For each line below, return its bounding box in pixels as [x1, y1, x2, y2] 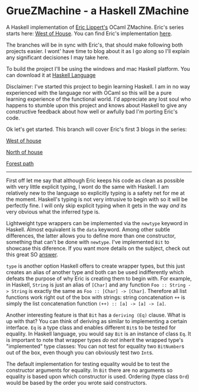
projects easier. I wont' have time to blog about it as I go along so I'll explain [6, 47, 190, 54]
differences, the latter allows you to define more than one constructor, [6, 232, 176, 239]
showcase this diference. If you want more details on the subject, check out [6, 245, 190, 252]
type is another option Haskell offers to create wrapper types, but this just [6, 262, 186, 269]
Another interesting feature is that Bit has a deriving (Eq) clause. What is [6, 311, 186, 318]
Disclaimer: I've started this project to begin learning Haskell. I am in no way [6, 83, 190, 90]
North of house [6, 149, 43, 156]
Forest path [6, 160, 34, 167]
